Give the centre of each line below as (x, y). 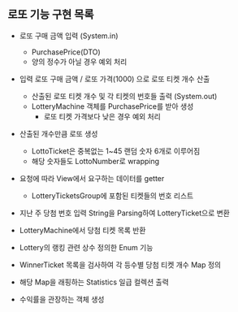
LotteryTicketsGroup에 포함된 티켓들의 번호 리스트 (113, 195)
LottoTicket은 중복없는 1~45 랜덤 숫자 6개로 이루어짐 (116, 151)
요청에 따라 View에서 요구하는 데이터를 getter (92, 178)
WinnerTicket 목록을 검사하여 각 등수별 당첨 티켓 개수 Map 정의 (120, 264)
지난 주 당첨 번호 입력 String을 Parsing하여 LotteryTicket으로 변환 (125, 213)
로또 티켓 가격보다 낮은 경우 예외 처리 (102, 116)
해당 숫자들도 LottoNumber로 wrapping (95, 161)
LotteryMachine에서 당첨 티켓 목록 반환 (82, 230)
